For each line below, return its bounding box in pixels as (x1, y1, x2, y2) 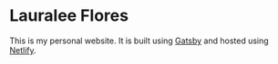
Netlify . (9, 44, 36, 55)
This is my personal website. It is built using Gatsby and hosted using (9, 35, 269, 46)
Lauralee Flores (9, 5, 129, 26)
